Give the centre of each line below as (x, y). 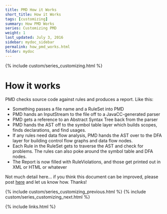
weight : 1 (15, 33)
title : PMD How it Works (31, 10)
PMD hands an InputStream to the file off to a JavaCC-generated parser (86, 114)
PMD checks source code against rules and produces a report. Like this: (79, 100)
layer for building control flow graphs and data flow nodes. (73, 141)
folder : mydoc (20, 51)
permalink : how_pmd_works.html (38, 47)
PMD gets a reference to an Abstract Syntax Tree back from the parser (85, 119)
